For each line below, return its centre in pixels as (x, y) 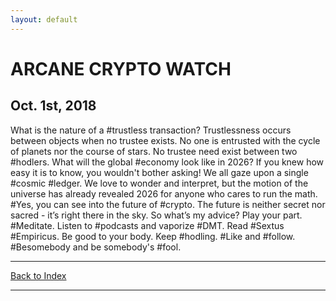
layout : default (44, 19)
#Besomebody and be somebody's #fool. (96, 247)
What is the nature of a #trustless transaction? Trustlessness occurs (151, 130)
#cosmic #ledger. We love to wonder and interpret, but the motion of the (159, 183)
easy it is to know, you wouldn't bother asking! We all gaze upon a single (159, 172)
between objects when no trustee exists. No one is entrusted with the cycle (165, 140)
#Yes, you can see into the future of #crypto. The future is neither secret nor (168, 204)
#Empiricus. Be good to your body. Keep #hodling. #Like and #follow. (153, 236)
